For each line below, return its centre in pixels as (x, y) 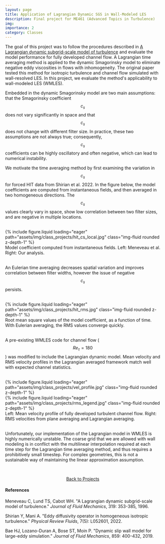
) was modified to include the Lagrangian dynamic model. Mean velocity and (83, 356)
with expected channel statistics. (38, 367)
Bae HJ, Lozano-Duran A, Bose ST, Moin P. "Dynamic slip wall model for (78, 531)
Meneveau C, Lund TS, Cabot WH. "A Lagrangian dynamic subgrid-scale (79, 501)
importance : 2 (20, 28)
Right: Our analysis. (25, 253)
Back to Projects (83, 479)
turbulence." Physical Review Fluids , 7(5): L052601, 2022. (64, 521)
